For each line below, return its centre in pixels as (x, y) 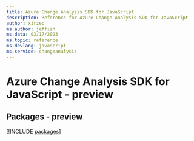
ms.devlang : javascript (36, 46)
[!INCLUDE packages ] (34, 131)
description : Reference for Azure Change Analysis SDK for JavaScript (97, 18)
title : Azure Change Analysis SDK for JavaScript (70, 12)
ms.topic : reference (32, 40)
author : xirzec (25, 23)
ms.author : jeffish (31, 29)
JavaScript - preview (60, 94)
